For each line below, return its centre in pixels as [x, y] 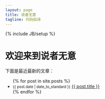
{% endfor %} [27, 92]
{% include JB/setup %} [30, 34]
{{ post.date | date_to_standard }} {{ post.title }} [56, 86]
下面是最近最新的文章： [30, 71]
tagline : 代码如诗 [23, 19]
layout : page [19, 10]
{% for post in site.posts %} [41, 81]
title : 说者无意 [21, 15]
